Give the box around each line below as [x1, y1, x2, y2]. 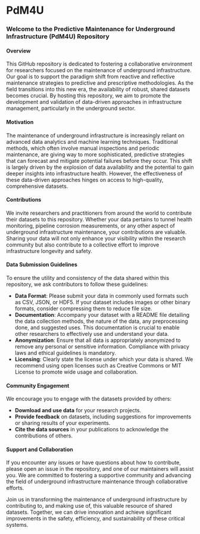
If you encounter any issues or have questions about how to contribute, [6, 459, 182, 466]
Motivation [6, 118, 34, 125]
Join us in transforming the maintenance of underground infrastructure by [6, 496, 187, 503]
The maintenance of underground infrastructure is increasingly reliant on [6, 132, 185, 139]
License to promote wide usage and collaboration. [14, 368, 138, 375]
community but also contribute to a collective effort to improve [6, 241, 160, 248]
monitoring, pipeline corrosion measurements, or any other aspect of [6, 222, 176, 229]
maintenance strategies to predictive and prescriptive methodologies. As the [6, 79, 194, 87]
